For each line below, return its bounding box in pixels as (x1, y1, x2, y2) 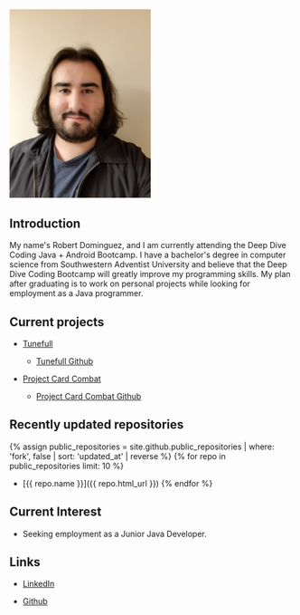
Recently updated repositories (9, 417, 184, 433)
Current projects (9, 314, 105, 330)
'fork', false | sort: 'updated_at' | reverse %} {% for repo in (9, 450, 226, 461)
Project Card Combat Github (35, 390, 142, 401)
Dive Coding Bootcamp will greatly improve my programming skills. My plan (9, 269, 291, 280)
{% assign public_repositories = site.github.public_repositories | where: (9, 441, 275, 452)
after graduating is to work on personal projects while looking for (9, 278, 251, 289)
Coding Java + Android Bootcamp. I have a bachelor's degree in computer (9, 249, 286, 261)
